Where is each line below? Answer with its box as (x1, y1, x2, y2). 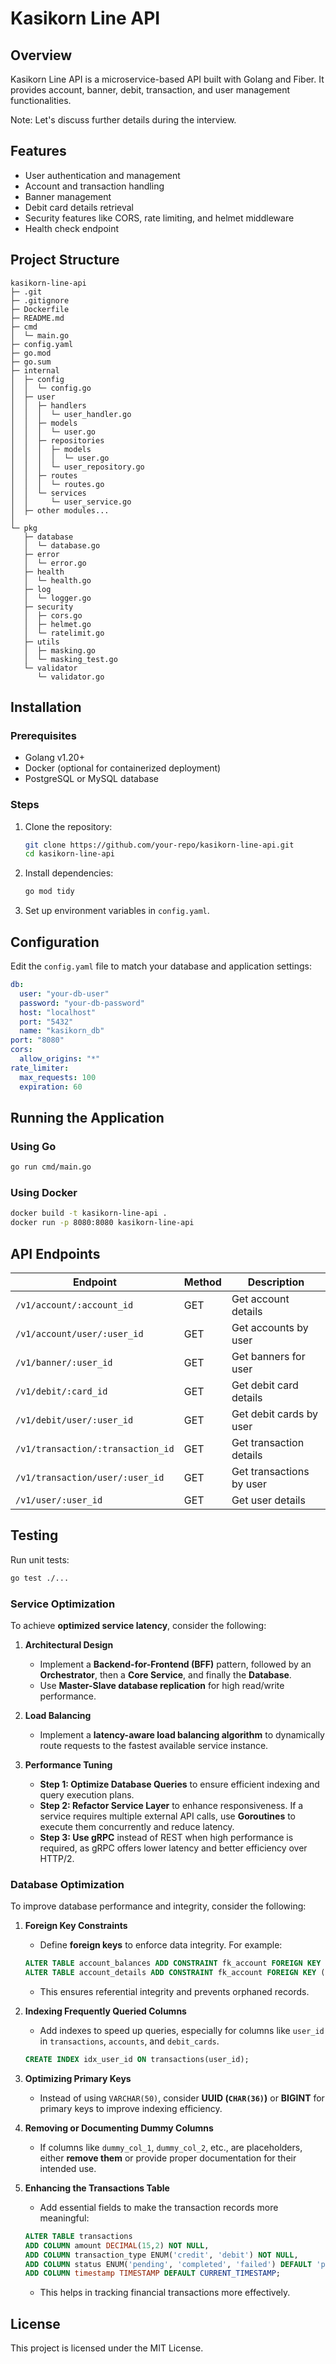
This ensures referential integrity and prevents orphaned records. (39, 1986, 310, 1997)
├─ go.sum (10, 357, 52, 367)
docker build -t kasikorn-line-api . (10, 1208, 168, 1219)
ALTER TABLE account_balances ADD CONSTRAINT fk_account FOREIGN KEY (24, 1958, 322, 1969)
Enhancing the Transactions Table (24, 2182, 170, 2194)
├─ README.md (10, 313, 65, 323)
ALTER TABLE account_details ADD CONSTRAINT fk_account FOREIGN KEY (24, 1968, 317, 1978)
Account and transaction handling (24, 180, 165, 192)
